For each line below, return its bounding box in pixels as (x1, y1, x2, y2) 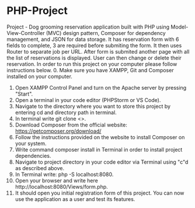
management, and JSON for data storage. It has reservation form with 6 (6, 36, 180, 43)
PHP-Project (6, 4, 68, 17)
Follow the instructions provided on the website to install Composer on (15, 133, 185, 140)
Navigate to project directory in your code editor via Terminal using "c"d (15, 158, 189, 165)
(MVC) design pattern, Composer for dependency (46, 29, 166, 36)
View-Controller (6, 29, 45, 36)
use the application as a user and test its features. (15, 195, 135, 202)
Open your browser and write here (15, 177, 98, 184)
